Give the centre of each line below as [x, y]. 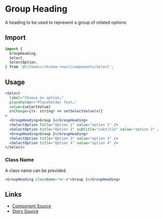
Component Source [32, 206]
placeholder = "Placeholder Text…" [43, 102]
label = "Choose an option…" [37, 98]
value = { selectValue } [30, 107]
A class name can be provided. [36, 170]
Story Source [25, 211]
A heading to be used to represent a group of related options [66, 22]
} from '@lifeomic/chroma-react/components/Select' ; [59, 67]
